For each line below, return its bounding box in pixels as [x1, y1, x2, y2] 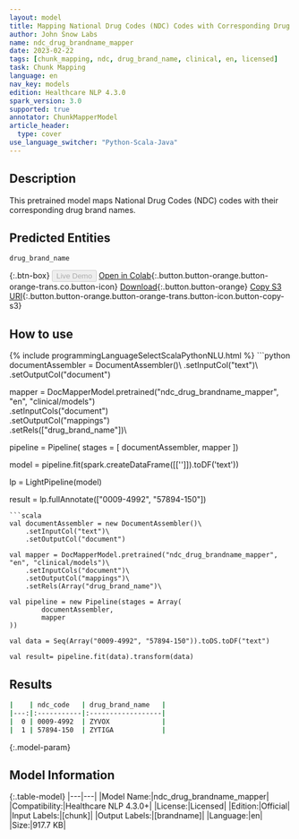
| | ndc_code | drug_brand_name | [9, 700, 167, 709]
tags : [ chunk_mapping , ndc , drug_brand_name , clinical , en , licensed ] [9, 55, 278, 64]
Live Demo [56, 271, 92, 281]
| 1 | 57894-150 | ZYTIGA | [9, 725, 167, 734]
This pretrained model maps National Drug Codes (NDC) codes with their [9, 194, 279, 206]
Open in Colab [98, 270, 152, 281]
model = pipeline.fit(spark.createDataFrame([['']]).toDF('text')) [9, 459, 239, 470]
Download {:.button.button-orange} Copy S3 [119, 281, 282, 292]
